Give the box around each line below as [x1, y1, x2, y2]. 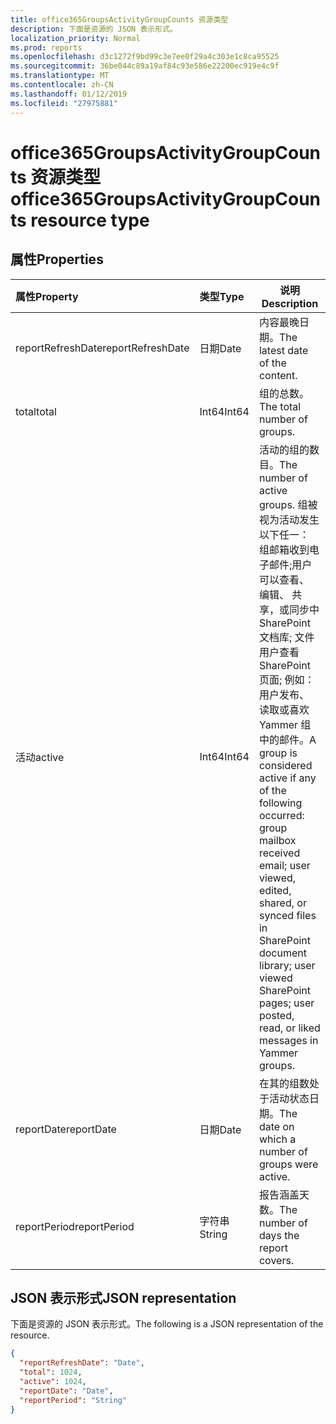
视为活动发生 [258, 512, 320, 526]
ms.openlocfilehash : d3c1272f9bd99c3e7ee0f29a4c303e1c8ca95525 [10, 52, 280, 62]
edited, [258, 883, 292, 897]
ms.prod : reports [10, 42, 83, 53]
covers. [258, 1253, 295, 1267]
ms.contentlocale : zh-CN [10, 80, 114, 90]
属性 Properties [10, 251, 104, 268]
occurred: [258, 808, 305, 822]
